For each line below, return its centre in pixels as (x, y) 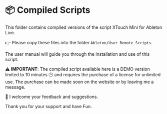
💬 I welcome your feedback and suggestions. (52, 97)
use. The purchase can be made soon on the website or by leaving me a (79, 82)
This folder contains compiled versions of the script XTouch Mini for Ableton (84, 27)
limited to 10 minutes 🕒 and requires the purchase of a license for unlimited (83, 74)
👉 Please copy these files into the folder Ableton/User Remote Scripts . (79, 42)
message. (15, 87)
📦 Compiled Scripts (48, 10)
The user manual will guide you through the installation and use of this (77, 54)
